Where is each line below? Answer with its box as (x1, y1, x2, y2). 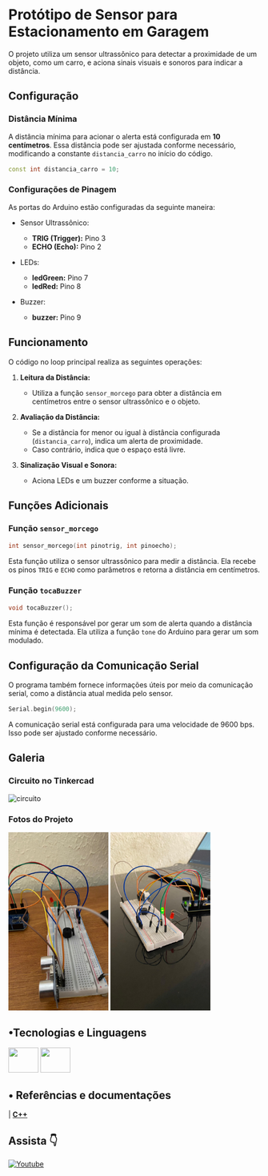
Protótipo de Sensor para (8, 6, 178, 24)
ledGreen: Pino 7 (31, 272, 89, 282)
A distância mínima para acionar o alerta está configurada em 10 (8, 131, 222, 141)
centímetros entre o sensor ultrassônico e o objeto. (31, 397, 201, 406)
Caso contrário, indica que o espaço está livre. (31, 445, 186, 454)
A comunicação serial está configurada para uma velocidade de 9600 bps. (8, 719, 254, 730)
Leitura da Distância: (19, 373, 90, 382)
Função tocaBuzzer (8, 585, 82, 596)
